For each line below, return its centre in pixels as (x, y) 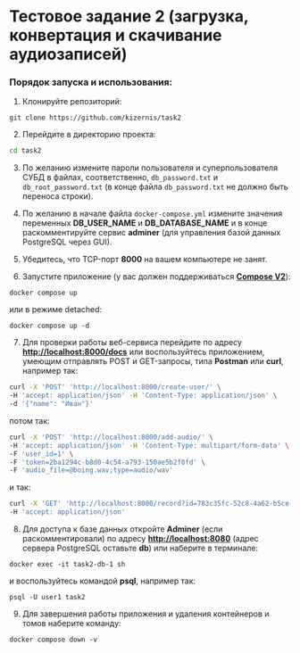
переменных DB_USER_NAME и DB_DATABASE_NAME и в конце (145, 223)
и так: (20, 487)
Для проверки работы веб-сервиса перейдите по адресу (132, 343)
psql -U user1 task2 (48, 598)
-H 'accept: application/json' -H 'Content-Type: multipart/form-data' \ (150, 445)
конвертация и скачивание (116, 35)
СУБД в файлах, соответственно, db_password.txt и (120, 178)
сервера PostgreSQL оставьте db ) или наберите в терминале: (140, 548)
